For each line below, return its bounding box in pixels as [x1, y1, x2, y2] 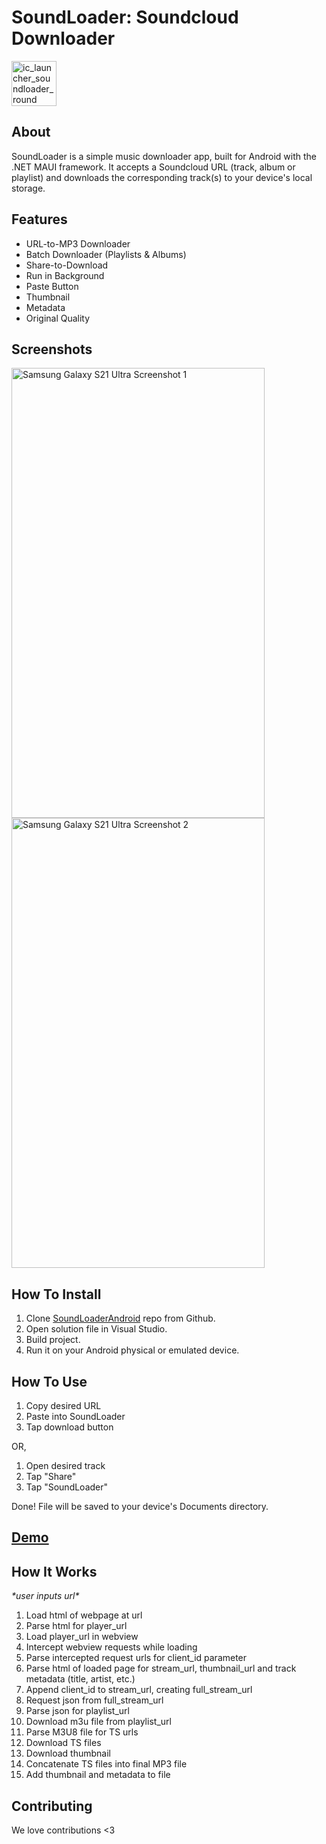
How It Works [11, 1563, 98, 1580]
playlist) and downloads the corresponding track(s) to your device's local [11, 171, 313, 183]
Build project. [25, 1334, 81, 1346]
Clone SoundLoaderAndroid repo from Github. [25, 1312, 216, 1325]
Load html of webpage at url [25, 1609, 143, 1621]
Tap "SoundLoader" [25, 1481, 109, 1493]
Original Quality [25, 312, 91, 324]
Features [11, 211, 68, 228]
